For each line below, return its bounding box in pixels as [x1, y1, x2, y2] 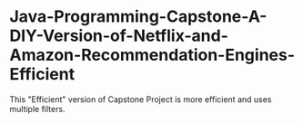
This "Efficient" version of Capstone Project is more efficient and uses [9, 93, 272, 105]
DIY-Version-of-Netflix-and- [9, 25, 229, 46]
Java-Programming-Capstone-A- [9, 6, 268, 27]
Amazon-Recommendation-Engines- [9, 45, 296, 65]
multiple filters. [9, 103, 66, 114]
